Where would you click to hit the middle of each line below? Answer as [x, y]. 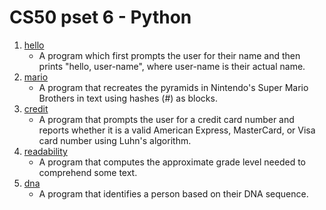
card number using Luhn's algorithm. [115, 140]
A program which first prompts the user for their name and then [169, 55]
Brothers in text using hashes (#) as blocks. [128, 98]
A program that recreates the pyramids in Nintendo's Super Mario [173, 87]
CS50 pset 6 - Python [100, 17]
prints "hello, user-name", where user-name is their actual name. [172, 66]
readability [45, 151]
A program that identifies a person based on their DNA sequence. [173, 193]
